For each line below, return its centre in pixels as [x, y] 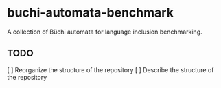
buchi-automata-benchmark [90, 13]
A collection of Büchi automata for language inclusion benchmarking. [105, 32]
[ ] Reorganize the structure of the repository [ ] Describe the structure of [110, 69]
